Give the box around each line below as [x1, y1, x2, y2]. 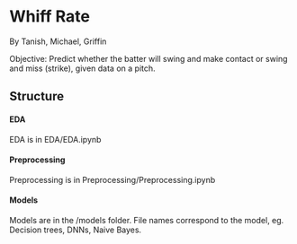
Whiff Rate [9, 6, 90, 27]
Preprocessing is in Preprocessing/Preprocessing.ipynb [9, 174, 216, 185]
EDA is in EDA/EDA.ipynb [9, 134, 102, 144]
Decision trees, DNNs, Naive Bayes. [9, 224, 142, 235]
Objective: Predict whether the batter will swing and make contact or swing [9, 53, 288, 64]
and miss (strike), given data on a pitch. [9, 63, 156, 74]
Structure [9, 89, 65, 104]
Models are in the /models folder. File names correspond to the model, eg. [9, 214, 284, 225]
